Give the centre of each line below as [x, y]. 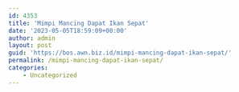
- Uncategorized [50, 75]
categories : [28, 68]
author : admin [32, 38]
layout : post [30, 46]
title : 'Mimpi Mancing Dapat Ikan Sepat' [79, 23]
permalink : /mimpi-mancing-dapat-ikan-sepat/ [86, 61]
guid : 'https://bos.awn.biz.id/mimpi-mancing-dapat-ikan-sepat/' [120, 53]
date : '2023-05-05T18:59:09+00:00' [68, 30]
